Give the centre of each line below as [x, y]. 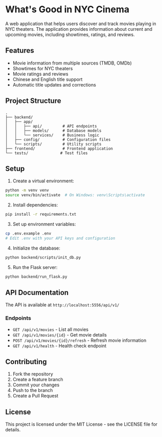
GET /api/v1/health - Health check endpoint [60, 346]
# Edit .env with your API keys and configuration [60, 238]
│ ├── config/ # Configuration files [58, 139]
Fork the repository [33, 374]
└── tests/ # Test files [47, 153]
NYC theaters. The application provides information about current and [79, 29]
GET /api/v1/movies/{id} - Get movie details [60, 335]
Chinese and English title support [48, 79]
